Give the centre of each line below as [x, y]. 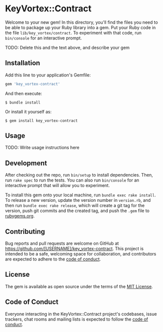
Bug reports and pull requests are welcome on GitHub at [62, 243]
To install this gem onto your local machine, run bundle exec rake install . [81, 195]
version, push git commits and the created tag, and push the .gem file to [77, 211]
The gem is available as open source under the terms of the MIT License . [79, 286]
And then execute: [24, 93]
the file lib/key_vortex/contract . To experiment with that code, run [73, 33]
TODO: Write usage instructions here [42, 148]
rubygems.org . [20, 216]
